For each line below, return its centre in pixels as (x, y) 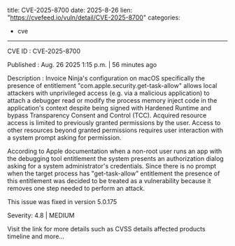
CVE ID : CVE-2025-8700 (44, 51)
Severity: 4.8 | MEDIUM (41, 215)
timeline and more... (36, 236)
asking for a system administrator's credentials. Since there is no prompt (112, 166)
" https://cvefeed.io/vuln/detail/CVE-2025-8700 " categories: (94, 17)
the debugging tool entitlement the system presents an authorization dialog (115, 159)
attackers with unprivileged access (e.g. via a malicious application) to (108, 93)
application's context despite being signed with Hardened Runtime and (109, 108)
